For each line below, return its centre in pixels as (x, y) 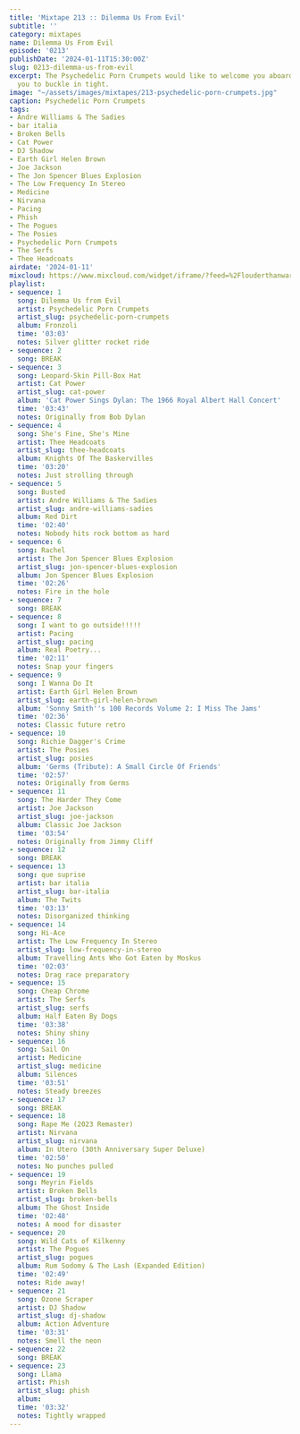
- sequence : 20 (37, 1233)
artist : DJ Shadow (52, 1308)
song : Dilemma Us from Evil (70, 301)
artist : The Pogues (54, 1250)
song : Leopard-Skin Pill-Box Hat (79, 376)
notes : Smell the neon (59, 1341)
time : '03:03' (43, 334)
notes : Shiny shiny (54, 1033)
